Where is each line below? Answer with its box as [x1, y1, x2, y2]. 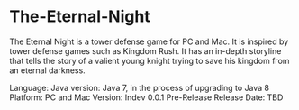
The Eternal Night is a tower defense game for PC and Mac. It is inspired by [9, 36, 289, 47]
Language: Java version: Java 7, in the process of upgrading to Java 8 [9, 82, 270, 93]
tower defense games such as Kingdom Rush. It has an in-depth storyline [9, 45, 282, 56]
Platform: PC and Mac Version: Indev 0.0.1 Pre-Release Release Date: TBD [9, 92, 284, 103]
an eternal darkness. [9, 65, 86, 76]
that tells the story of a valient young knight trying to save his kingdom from [9, 55, 290, 66]
